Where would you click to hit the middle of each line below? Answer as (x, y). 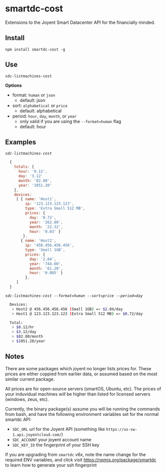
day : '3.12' (30, 176)
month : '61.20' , (46, 269)
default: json (32, 100)
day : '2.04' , (43, 259)
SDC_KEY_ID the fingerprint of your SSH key (56, 445)
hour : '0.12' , (33, 172)
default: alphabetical (41, 111)
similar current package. (30, 379)
